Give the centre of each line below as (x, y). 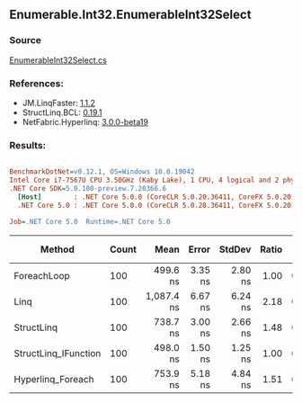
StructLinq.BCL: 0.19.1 (62, 112)
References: (37, 83)
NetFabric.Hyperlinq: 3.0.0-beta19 (85, 121)
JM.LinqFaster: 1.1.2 (59, 103)
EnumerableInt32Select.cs (58, 60)
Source (26, 40)
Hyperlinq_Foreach (54, 379)
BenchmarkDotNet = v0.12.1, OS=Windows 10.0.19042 (102, 172)
